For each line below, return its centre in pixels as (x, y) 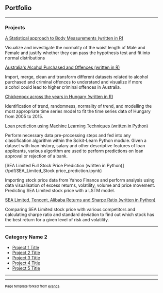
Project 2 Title (26, 253)
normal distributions (25, 58)
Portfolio (18, 8)
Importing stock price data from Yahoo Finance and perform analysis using (80, 180)
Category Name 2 (26, 237)
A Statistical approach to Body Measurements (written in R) (64, 38)
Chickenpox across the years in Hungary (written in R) (59, 97)
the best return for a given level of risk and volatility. (57, 220)
